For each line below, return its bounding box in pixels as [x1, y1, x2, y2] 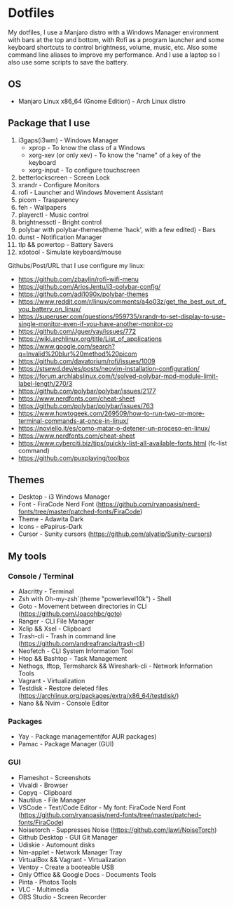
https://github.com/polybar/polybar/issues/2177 [18, 387, 156, 395]
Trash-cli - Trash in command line [18, 632, 116, 640]
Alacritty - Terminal [18, 587, 74, 596]
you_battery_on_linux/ [18, 304, 81, 313]
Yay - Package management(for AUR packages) [18, 732, 157, 741]
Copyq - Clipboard [18, 788, 72, 797]
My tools [8, 550, 48, 562]
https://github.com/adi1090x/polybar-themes [18, 290, 149, 298]
